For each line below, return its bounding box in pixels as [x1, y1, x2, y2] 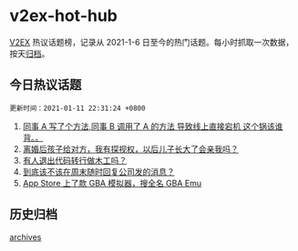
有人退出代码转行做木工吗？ [22, 155, 128, 166]
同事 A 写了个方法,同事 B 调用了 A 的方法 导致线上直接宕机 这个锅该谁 [22, 120, 283, 132]
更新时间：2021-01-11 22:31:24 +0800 [9, 104, 146, 113]
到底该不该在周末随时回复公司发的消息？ [22, 166, 175, 177]
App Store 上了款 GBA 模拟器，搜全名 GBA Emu [22, 177, 202, 188]
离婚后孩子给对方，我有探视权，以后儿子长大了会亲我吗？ [22, 143, 239, 155]
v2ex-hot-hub [9, 5, 118, 26]
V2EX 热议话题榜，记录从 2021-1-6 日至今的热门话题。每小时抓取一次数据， [9, 36, 294, 47]
